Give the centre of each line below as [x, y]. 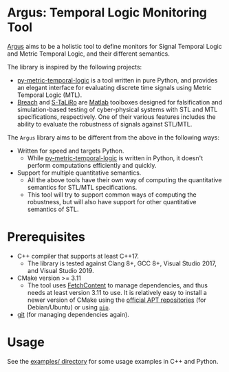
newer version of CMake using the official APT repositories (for [117, 300]
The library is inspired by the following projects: [75, 67]
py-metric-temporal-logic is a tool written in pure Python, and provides [117, 80]
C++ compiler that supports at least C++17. [78, 256]
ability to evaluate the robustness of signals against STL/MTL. [105, 124]
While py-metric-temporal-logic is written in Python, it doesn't [115, 158]
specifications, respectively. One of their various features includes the [117, 117]
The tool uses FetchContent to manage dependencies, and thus [118, 285]
